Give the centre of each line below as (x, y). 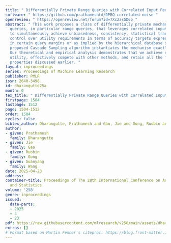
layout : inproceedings (29, 67)
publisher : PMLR (22, 76)
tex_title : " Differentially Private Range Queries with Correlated (79, 95)
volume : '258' (20, 190)
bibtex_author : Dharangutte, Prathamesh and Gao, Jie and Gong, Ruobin (83, 124)
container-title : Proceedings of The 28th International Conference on (83, 181)
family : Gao (23, 147)
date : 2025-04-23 (24, 171)
